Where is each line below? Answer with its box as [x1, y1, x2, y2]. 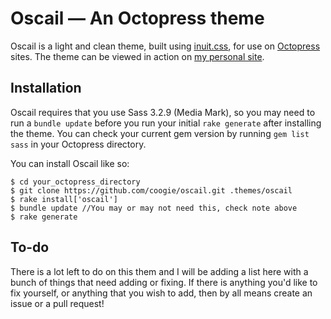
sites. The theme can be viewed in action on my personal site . [10, 50, 265, 62]
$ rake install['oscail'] [10, 194, 118, 204]
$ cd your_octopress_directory [10, 177, 141, 187]
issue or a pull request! [10, 297, 105, 309]
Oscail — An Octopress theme [10, 7, 265, 30]
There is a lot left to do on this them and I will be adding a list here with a [10, 265, 309, 277]
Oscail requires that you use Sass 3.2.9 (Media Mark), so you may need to [10, 106, 316, 118]
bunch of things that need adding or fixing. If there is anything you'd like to [10, 276, 318, 288]
